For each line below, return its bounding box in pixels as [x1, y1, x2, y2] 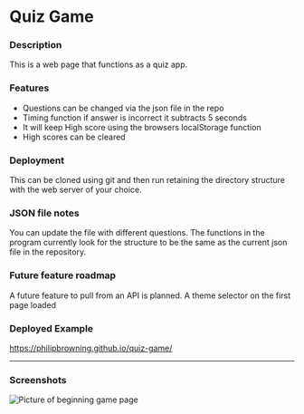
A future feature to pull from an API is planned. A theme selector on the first [9, 290, 291, 301]
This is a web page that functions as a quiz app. [9, 59, 188, 70]
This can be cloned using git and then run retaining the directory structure [9, 175, 285, 186]
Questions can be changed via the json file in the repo [22, 102, 224, 113]
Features [9, 82, 50, 94]
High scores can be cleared [22, 131, 126, 142]
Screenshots [9, 373, 67, 386]
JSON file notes [9, 207, 80, 219]
